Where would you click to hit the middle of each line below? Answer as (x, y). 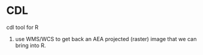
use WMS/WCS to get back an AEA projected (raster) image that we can (106, 39)
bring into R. (30, 45)
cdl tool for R (22, 27)
